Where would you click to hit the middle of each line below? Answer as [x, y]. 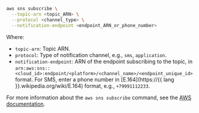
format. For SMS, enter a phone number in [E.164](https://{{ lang [94, 79]
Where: [15, 37]
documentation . [26, 104]
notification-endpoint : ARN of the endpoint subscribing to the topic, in [104, 61]
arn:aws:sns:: [32, 68]
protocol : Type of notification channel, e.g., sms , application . [91, 55]
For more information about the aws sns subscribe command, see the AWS [99, 97]
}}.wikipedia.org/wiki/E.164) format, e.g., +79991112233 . [82, 86]
